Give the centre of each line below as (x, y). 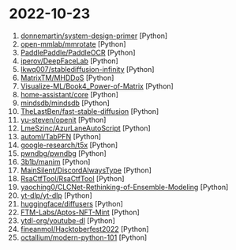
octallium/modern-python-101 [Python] (84, 237)
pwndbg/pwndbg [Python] (64, 153)
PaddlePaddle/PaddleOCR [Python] (78, 52)
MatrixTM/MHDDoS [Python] (67, 78)
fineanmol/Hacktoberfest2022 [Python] (84, 229)
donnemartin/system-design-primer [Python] (94, 36)
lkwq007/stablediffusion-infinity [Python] (87, 69)
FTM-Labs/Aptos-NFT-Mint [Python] (80, 212)
